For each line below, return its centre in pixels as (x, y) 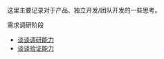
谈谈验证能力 (35, 48)
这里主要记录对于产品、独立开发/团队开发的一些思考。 (84, 10)
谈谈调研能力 (35, 40)
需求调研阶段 (25, 25)
